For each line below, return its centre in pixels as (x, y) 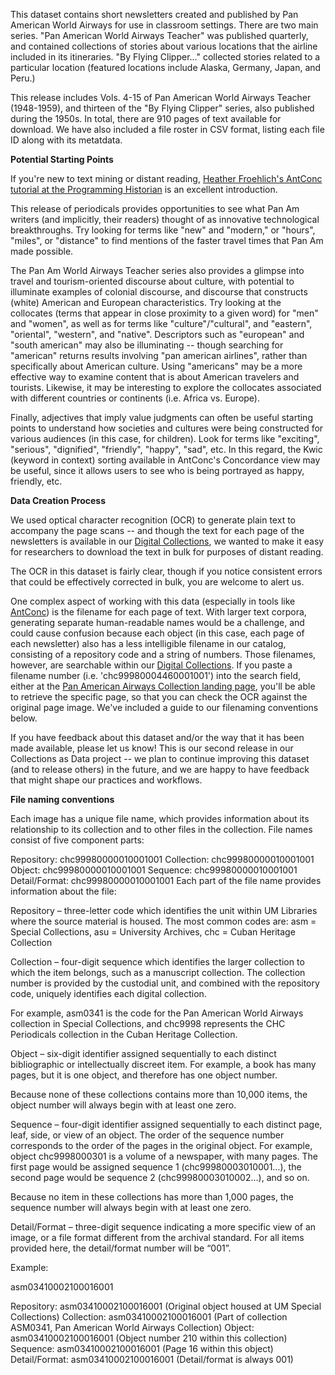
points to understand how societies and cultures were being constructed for (167, 428)
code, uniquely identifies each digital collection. (108, 993)
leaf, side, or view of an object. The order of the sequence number (147, 1135)
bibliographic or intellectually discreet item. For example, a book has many (163, 1064)
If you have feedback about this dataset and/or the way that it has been (157, 737)
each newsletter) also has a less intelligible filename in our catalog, (148, 643)
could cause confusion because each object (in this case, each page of (157, 633)
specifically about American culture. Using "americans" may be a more (156, 366)
